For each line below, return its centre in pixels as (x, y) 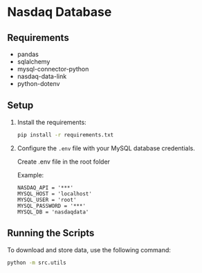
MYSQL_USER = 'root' (47, 200)
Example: (30, 175)
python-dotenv (38, 83)
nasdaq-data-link (42, 76)
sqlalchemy (34, 62)
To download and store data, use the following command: (89, 249)
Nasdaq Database (59, 12)
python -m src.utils (37, 263)
